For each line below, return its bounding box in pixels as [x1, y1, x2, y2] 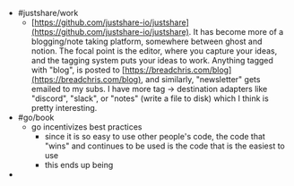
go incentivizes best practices [30, 122, 143, 132]
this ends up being [44, 160, 114, 170]
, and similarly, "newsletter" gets [140, 74, 261, 84]
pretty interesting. [30, 103, 98, 113]
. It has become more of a [188, 27, 284, 37]
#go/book [17, 112, 55, 123]
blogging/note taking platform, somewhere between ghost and [30, 36, 263, 46]
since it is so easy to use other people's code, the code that [44, 131, 266, 141]
